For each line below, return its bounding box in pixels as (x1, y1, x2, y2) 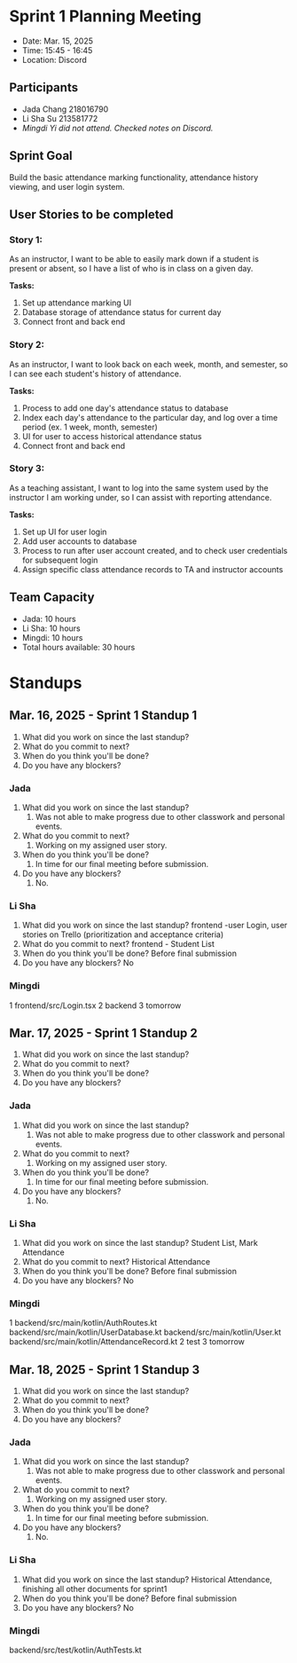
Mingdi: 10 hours (21, 632, 83, 642)
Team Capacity (9, 590, 95, 605)
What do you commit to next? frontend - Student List (21, 939, 215, 950)
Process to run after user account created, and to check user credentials (21, 545, 288, 556)
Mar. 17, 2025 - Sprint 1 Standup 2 (9, 1025, 198, 1040)
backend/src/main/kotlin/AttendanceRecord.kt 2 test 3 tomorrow (9, 1336, 246, 1347)
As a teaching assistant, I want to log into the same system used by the (9, 482, 269, 493)
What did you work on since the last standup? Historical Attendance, (21, 1573, 273, 1585)
